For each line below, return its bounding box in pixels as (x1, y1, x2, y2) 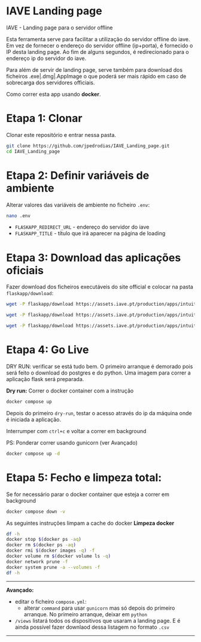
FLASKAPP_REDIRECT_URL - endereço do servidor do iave (14, 223, 150, 231)
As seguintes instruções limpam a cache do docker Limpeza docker (6, 519, 175, 527)
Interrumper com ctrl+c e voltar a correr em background (6, 427, 147, 434)
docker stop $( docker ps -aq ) (6, 537, 82, 543)
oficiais (6, 263, 44, 277)
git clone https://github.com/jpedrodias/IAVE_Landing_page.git (6, 142, 170, 149)
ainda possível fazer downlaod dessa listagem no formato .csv (14, 623, 169, 631)
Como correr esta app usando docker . (6, 90, 101, 98)
